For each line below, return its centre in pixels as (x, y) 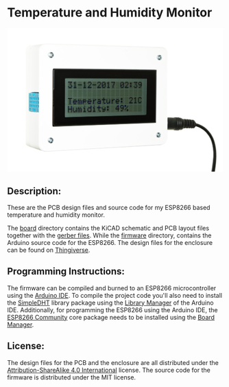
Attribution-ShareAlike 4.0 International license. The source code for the (109, 370)
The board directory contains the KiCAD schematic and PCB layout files (108, 228)
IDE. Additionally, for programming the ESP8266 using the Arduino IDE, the (112, 309)
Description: (34, 191)
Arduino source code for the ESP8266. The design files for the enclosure (110, 242)
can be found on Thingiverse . (49, 250)
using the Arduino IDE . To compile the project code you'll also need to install (115, 295)
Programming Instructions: (66, 271)
